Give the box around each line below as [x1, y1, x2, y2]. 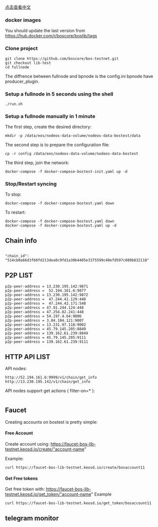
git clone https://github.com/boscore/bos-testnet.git [5, 56, 119, 61]
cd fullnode [5, 65, 29, 70]
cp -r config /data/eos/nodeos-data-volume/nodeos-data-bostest [5, 151, 138, 156]
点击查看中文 [5, 4, 31, 10]
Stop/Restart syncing [5, 181, 57, 188]
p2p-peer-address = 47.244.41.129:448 [5, 297, 86, 302]
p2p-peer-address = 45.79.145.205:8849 [5, 327, 86, 332]
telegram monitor [5, 514, 59, 522]
